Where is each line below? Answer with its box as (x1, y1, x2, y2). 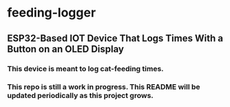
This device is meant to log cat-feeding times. (7, 64, 164, 73)
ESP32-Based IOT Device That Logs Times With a (7, 32, 224, 44)
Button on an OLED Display (7, 43, 124, 55)
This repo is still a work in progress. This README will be (7, 82, 201, 92)
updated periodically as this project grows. (7, 91, 154, 101)
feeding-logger (7, 5, 96, 21)
